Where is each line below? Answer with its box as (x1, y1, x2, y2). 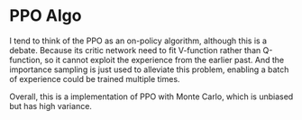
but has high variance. (9, 100, 93, 111)
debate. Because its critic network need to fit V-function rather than (9, 44, 261, 55)
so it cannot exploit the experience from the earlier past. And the (44, 54, 285, 65)
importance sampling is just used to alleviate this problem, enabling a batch (9, 64, 289, 75)
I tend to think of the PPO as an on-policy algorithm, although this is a (9, 35, 268, 46)
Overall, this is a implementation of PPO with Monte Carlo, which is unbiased (9, 91, 294, 102)
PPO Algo (9, 5, 82, 26)
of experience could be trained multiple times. (9, 73, 180, 84)
